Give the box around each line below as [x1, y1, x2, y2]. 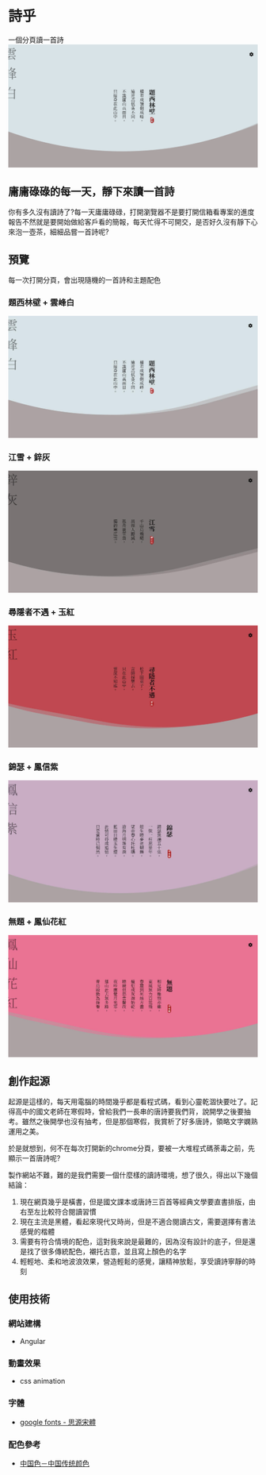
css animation [19, 1377, 66, 1386]
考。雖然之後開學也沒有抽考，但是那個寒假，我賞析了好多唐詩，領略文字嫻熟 [8, 1117, 258, 1126]
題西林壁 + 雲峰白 [8, 297, 75, 308]
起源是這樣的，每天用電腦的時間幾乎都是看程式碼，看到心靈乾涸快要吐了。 [8, 1097, 251, 1107]
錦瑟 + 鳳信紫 [8, 761, 59, 772]
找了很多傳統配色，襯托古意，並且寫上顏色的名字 [26, 1247, 187, 1257]
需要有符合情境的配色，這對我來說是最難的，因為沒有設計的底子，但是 [19, 1237, 249, 1246]
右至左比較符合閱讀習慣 [19, 1207, 97, 1217]
